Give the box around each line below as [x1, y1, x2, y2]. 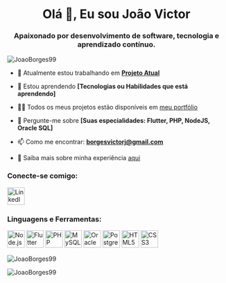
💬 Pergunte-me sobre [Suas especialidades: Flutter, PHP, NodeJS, [17, 117, 210, 125]
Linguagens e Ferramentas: [7, 214, 102, 224]
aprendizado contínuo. [77, 40, 156, 49]
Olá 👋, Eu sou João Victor [42, 6, 191, 22]
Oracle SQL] [17, 124, 53, 132]
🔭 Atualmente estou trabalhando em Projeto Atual [17, 69, 160, 77]
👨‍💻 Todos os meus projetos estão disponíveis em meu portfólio [17, 103, 198, 112]
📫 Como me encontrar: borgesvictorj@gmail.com [17, 138, 164, 146]
